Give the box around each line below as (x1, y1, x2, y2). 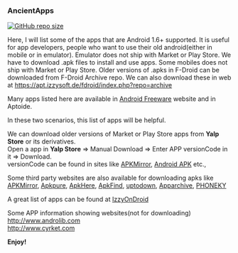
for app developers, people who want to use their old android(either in (7, 43, 213, 52)
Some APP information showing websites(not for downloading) (7, 209, 192, 217)
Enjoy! (7, 237, 27, 247)
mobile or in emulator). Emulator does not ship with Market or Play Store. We (7, 50, 232, 59)
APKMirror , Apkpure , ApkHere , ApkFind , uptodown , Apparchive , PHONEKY (7, 181, 227, 190)
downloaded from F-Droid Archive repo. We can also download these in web (7, 73, 232, 82)
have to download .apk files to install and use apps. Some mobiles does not (7, 58, 228, 67)
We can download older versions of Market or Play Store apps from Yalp (7, 130, 220, 139)
